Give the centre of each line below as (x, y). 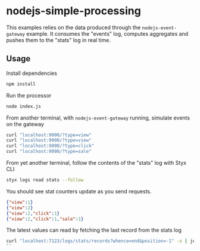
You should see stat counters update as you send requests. (79, 191)
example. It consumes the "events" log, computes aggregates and (107, 33)
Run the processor (29, 95)
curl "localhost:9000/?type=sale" (49, 152)
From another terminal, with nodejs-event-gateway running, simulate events (98, 118)
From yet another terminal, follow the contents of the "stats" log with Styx (96, 163)
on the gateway (25, 124)
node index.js (24, 106)
